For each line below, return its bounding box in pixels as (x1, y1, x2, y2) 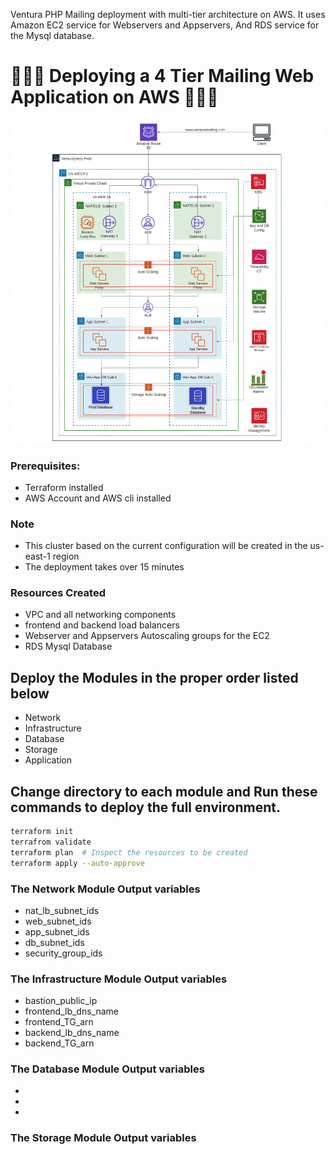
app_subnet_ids (24, 925, 90, 938)
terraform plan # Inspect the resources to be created (10, 847, 248, 858)
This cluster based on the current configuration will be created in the (24, 540, 308, 552)
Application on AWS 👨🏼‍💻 (10, 86, 219, 109)
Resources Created (10, 586, 106, 600)
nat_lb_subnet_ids (24, 904, 100, 916)
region (52, 550, 80, 563)
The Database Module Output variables (10, 1062, 205, 1076)
